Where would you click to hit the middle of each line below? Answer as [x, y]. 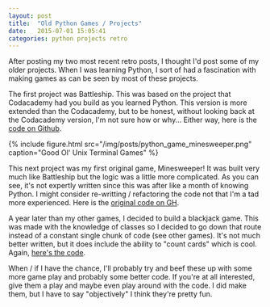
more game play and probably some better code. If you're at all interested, [132, 277]
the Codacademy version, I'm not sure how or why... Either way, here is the [133, 120]
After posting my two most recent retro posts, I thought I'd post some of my [134, 61]
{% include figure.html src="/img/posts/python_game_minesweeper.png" [130, 144]
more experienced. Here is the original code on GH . [94, 203]
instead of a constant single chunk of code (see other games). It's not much [134, 236]
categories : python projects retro [68, 38]
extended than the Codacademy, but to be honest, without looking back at [132, 111]
